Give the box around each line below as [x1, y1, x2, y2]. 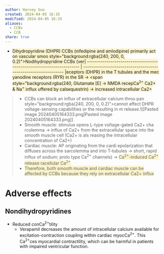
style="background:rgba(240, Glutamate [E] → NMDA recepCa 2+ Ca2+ [12, 79, 156, 86]
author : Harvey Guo [5, 7, 45, 12]
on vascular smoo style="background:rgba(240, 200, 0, [12, 53, 125, 59]
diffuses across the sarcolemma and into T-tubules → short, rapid [24, 148, 157, 154]
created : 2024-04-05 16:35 [5, 12, 60, 17]
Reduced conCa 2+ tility [12, 220, 58, 227]
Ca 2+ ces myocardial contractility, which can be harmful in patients [19, 237, 154, 244]
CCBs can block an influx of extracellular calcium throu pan [24, 96, 144, 102]
